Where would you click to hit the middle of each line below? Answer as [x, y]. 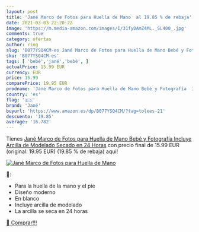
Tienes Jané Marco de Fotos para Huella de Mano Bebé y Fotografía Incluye [99, 139]
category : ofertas [29, 39]
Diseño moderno [35, 192]
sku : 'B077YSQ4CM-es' [33, 56]
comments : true [25, 34]
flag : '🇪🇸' [21, 100]
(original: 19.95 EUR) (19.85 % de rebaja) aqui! [62, 151]
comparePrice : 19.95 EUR [37, 84]
